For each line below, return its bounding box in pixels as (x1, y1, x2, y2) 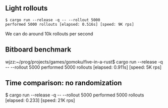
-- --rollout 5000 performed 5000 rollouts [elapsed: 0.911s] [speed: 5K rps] (5, 64, 162, 70)
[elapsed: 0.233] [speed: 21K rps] (5, 97, 75, 103)
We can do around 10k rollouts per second (5, 30, 93, 37)
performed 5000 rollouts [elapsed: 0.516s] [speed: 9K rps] (5, 22, 135, 27)
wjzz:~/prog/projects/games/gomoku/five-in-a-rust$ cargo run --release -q (5, 59, 163, 65)
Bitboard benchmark (5, 45, 72, 54)
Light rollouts (5, 4, 48, 13)
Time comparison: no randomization (5, 79, 122, 87)
